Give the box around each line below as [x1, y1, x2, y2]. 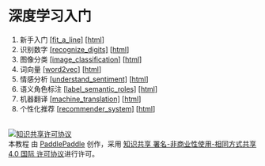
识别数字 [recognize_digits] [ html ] [19, 44, 130, 54]
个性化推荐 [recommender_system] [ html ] [19, 104, 156, 113]
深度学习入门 [8, 7, 93, 25]
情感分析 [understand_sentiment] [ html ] [19, 74, 149, 84]
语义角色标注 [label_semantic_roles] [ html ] [19, 84, 158, 93]
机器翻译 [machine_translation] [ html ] [19, 94, 142, 104]
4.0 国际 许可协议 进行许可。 [8, 149, 99, 158]
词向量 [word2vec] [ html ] [19, 64, 102, 74]
